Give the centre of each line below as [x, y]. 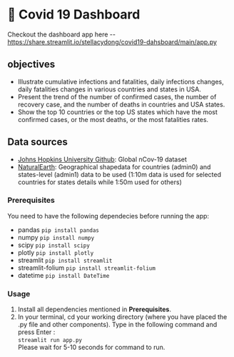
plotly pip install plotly [56, 252]
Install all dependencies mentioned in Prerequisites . [94, 309]
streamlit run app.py [50, 341]
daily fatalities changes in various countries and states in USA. [109, 89]
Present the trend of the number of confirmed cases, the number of [117, 96]
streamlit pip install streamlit [65, 260]
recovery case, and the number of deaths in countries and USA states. [121, 104]
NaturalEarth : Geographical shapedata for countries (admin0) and [114, 166]
